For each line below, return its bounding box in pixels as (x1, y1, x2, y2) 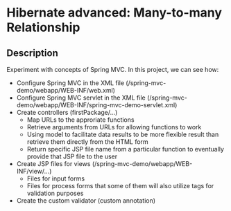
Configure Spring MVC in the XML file (16, 79, 125, 87)
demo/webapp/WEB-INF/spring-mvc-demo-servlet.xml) (16, 101, 178, 109)
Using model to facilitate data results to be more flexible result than (26, 130, 219, 138)
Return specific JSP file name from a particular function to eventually (26, 145, 225, 153)
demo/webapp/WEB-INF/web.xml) (16, 86, 116, 94)
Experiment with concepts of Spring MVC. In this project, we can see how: (6, 66, 219, 73)
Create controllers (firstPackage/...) (16, 109, 118, 116)
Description (6, 47, 58, 59)
